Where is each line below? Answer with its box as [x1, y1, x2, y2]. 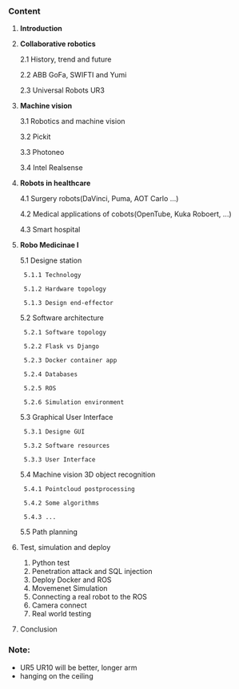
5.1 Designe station [19, 255, 82, 265]
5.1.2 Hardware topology [23, 285, 106, 293]
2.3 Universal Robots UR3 [19, 85, 106, 95]
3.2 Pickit [19, 132, 51, 141]
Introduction [19, 24, 62, 34]
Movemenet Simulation [31, 584, 108, 593]
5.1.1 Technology [23, 271, 82, 279]
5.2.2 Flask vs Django [23, 343, 100, 350]
